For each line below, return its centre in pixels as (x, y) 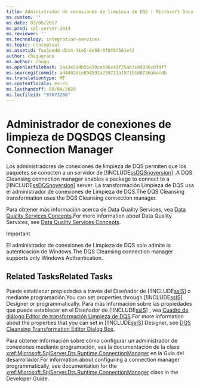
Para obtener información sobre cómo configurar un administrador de (92, 340)
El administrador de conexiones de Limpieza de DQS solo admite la (89, 245)
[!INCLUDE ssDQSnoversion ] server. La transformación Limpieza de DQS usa (100, 185)
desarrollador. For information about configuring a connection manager (93, 359)
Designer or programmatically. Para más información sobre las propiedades (99, 303)
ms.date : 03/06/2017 (32, 23)
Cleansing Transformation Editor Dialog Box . (61, 329)
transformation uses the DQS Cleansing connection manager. (81, 198)
